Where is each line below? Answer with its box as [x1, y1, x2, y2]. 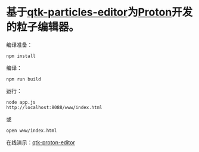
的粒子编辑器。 [6, 20, 80, 34]
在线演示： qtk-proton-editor [6, 138, 76, 146]
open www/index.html [6, 128, 58, 134]
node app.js [6, 99, 36, 105]
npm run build [6, 76, 42, 82]
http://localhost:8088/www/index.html [6, 104, 102, 110]
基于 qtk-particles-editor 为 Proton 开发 [6, 5, 193, 19]
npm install [6, 53, 36, 59]
